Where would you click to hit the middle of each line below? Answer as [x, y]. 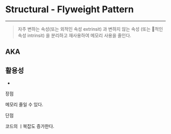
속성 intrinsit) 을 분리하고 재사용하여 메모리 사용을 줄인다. [74, 35]
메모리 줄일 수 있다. [24, 105]
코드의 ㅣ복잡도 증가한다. [30, 126]
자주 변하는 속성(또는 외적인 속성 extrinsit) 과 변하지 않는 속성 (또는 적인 [90, 29]
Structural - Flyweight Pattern [69, 9]
